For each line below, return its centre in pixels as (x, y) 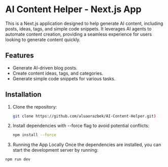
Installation (23, 95)
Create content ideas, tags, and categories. (58, 73)
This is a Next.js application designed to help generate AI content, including (84, 23)
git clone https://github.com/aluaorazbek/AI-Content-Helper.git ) (84, 116)
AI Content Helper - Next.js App (73, 9)
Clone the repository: (35, 107)
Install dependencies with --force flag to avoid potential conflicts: (81, 126)
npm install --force (34, 135)
